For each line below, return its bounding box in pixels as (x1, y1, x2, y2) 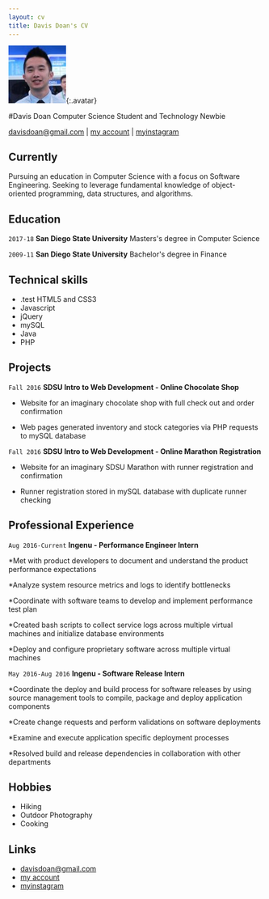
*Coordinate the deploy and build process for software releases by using (8, 684, 252, 693)
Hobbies (8, 780, 53, 794)
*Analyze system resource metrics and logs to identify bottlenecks (8, 579, 231, 590)
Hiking (19, 802, 42, 812)
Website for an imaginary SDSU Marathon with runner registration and (19, 462, 254, 472)
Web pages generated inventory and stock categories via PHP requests (19, 422, 258, 432)
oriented (8, 189, 36, 198)
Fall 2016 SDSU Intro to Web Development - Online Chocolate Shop (8, 382, 240, 392)
